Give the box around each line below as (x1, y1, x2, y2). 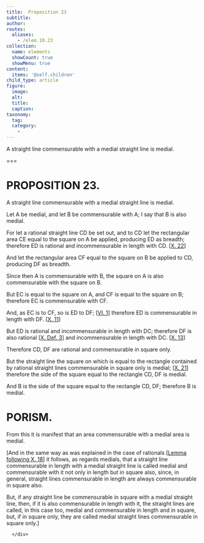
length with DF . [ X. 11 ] (6, 315, 61, 323)
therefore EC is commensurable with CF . (6, 297, 108, 304)
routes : (6, 26, 26, 32)
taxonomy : (6, 111, 32, 118)
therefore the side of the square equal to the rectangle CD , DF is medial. (6, 370, 188, 378)
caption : (12, 105, 34, 112)
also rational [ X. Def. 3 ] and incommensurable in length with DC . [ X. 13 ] (6, 334, 186, 341)
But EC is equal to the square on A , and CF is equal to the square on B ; (6, 290, 184, 298)
